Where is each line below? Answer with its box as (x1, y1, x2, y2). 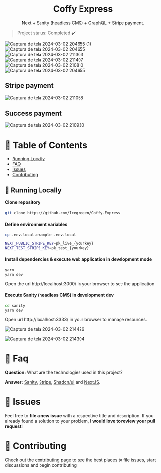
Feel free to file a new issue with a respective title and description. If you (5, 412, 154, 418)
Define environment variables (5, 221, 68, 227)
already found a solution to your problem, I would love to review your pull (5, 418, 156, 424)
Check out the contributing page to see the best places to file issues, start (5, 457, 156, 463)
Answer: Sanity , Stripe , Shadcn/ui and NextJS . (5, 379, 101, 385)
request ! (5, 423, 23, 429)
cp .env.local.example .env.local (5, 232, 77, 237)
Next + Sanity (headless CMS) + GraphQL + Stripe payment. (21, 20, 145, 26)
